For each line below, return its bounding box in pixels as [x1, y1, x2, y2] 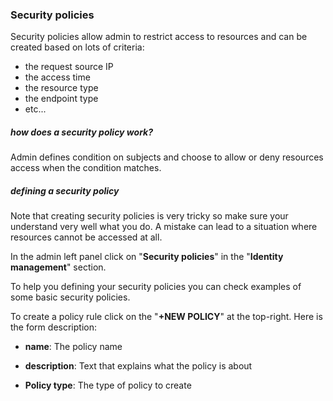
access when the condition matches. [10, 162, 162, 174]
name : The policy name [24, 341, 123, 353]
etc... [24, 103, 47, 115]
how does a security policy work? [10, 126, 154, 138]
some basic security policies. [10, 291, 131, 303]
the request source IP [24, 61, 114, 73]
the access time [24, 71, 91, 83]
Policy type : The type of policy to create [24, 379, 192, 392]
